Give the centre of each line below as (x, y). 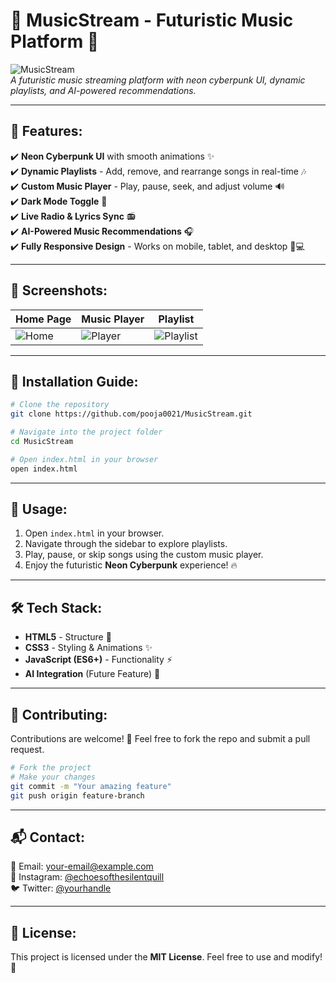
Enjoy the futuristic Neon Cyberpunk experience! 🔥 (131, 565)
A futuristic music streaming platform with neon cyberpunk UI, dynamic (158, 80)
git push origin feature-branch (77, 795)
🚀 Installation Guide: (74, 381)
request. (27, 750)
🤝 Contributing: (59, 714)
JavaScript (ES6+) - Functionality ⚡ (98, 660)
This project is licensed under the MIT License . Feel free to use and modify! (166, 957)
